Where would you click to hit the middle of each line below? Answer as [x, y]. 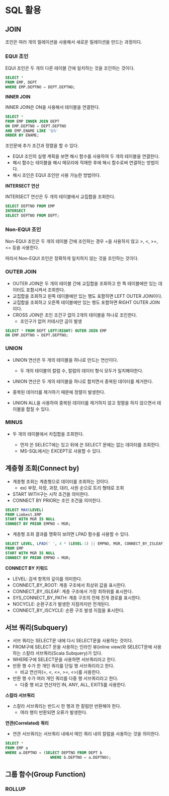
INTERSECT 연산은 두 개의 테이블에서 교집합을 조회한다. [60, 196]
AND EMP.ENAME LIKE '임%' [32, 131]
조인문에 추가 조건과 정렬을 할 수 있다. [42, 146]
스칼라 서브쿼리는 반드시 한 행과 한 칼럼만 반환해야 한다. [67, 706]
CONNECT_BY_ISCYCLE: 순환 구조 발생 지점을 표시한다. [68, 610]
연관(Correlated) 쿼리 [27, 723]
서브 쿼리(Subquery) [36, 628]
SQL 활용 [23, 10]
